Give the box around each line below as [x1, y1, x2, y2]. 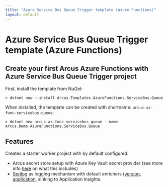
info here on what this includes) [12, 165, 78, 171]
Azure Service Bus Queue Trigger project [5, 72, 137, 81]
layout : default [5, 12, 39, 17]
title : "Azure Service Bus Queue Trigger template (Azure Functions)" [5, 7, 156, 13]
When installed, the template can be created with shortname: [5, 104, 132, 110]
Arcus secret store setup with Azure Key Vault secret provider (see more [12, 160, 163, 166]
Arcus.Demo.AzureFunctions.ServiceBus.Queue [5, 124, 100, 129]
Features [5, 137, 34, 146]
